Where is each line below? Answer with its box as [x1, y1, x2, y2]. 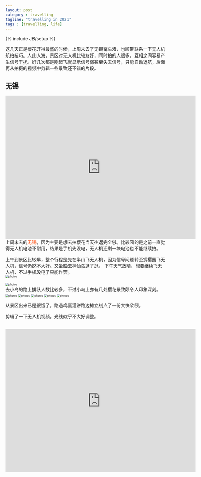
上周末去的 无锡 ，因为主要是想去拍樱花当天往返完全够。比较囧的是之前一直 [5, 239, 161, 245]
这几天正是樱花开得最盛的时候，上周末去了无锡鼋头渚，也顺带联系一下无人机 [5, 46, 165, 52]
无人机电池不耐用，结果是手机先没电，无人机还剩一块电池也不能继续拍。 [9, 245, 161, 252]
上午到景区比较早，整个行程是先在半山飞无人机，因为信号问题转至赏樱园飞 [5, 257, 161, 263]
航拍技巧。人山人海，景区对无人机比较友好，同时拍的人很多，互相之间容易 [5, 52, 161, 59]
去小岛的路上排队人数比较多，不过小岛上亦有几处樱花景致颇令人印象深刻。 [5, 286, 161, 293]
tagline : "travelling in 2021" [5, 17, 72, 22]
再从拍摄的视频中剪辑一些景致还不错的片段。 [5, 65, 99, 71]
